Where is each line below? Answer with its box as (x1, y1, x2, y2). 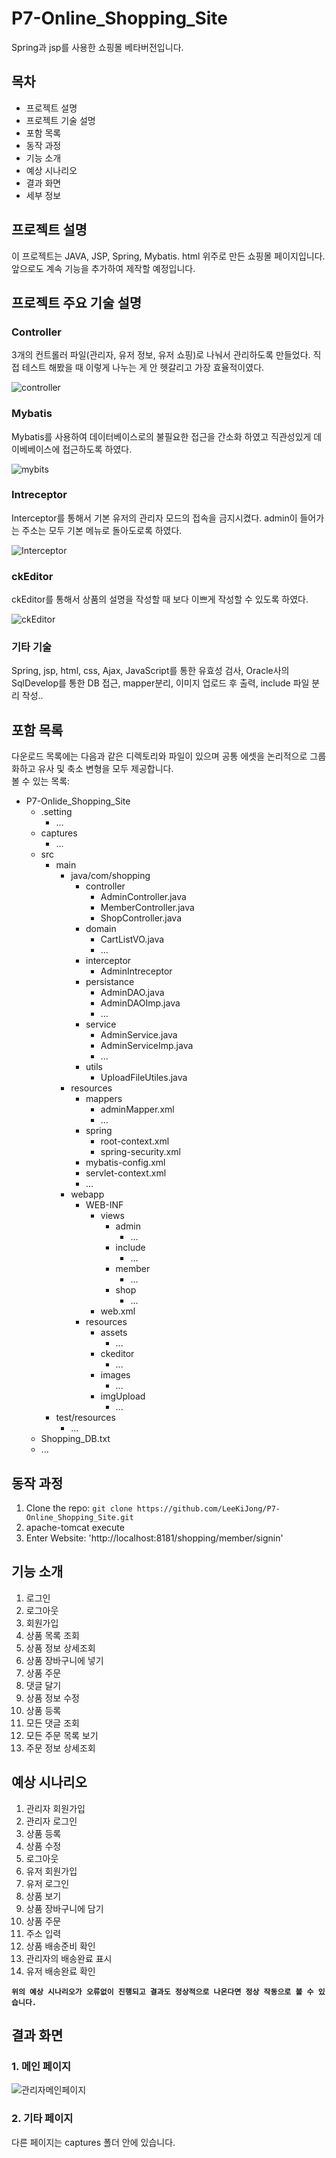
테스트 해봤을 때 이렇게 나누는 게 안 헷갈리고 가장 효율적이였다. (21, 362, 265, 374)
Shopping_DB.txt (40, 1433, 111, 1445)
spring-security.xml (100, 1146, 181, 1158)
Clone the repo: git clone (25, 1502, 133, 1514)
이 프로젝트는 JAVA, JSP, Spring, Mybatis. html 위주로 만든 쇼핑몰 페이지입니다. (11, 250, 326, 262)
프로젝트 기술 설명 (25, 114, 96, 126)
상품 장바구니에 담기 (25, 1902, 104, 1914)
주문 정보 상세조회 (25, 1742, 96, 1754)
